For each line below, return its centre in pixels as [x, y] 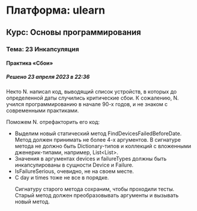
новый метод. [32, 202]
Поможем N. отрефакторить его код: [53, 122]
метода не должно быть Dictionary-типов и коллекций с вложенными [103, 146]
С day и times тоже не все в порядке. [62, 178]
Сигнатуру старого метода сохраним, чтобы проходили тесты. [95, 189]
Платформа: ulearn [56, 10]
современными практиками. [42, 111]
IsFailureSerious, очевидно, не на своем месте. [74, 171]
